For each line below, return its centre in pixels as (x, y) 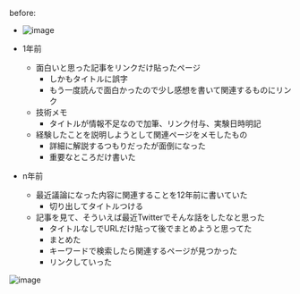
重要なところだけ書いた (92, 157)
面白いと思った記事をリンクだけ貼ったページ (118, 67)
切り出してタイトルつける (96, 206)
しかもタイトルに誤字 (88, 79)
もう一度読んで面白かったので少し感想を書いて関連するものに (162, 90)
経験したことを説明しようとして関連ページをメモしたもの (141, 134)
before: (23, 13)
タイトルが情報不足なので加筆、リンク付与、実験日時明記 (155, 123)
